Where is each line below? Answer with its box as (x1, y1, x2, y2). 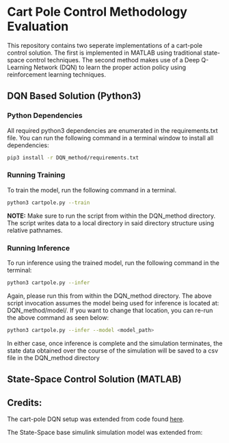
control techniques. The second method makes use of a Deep (26, 55, 200, 64)
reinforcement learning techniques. (7, 70, 106, 79)
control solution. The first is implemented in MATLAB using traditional (7, 49, 202, 57)
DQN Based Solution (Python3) (7, 90, 142, 102)
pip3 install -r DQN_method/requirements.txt (7, 154, 139, 161)
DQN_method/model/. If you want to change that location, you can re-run (7, 306, 213, 314)
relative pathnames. (7, 226, 63, 234)
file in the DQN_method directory (7, 353, 100, 362)
